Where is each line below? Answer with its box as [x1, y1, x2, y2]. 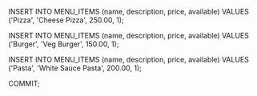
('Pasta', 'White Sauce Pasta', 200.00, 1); [8, 63, 142, 73]
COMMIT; [8, 79, 40, 88]
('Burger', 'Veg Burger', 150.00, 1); [8, 39, 119, 49]
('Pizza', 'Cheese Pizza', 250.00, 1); [8, 15, 124, 25]
